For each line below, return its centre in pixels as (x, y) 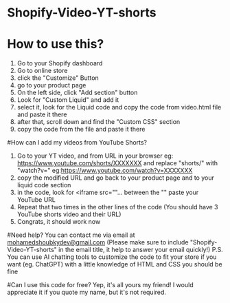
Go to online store (42, 71)
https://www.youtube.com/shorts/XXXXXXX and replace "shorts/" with (117, 163)
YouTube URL (36, 200)
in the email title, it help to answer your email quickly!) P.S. (140, 250)
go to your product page (51, 85)
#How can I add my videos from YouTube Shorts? (77, 143)
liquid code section (44, 185)
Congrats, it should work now (59, 222)
